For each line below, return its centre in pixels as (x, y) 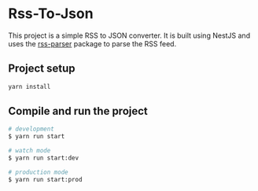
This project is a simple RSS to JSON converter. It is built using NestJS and (129, 35)
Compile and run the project (78, 111)
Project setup (42, 69)
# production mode (38, 172)
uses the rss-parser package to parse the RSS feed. (92, 43)
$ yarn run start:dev (44, 158)
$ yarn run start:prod (45, 179)
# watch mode (29, 151)
